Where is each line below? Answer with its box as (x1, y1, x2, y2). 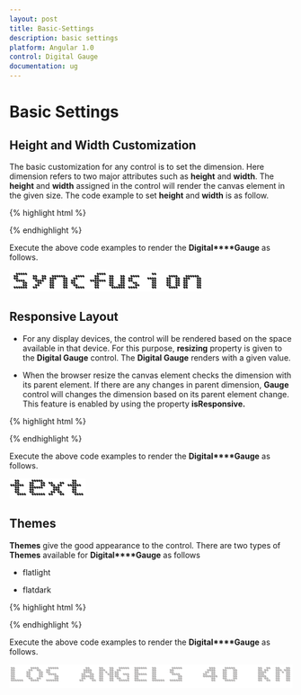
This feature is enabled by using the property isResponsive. (22, 398, 245, 409)
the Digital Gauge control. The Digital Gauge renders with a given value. (22, 352, 291, 363)
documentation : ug (9, 62, 78, 71)
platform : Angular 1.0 (9, 43, 94, 52)
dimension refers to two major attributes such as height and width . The (9, 171, 274, 182)
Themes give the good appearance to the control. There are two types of (9, 539, 281, 550)
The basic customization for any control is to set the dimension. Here (9, 162, 265, 172)
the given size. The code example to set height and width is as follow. (9, 190, 270, 200)
